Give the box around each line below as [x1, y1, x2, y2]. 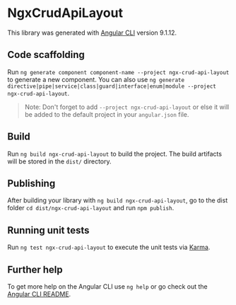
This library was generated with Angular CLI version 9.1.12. [7, 28, 177, 37]
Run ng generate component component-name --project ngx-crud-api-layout [7, 67, 230, 76]
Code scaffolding [7, 49, 85, 61]
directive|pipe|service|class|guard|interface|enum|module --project [7, 83, 217, 90]
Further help [7, 263, 64, 275]
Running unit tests [7, 224, 90, 236]
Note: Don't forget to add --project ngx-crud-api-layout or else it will [24, 103, 230, 111]
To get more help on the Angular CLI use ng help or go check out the [7, 282, 208, 291]
